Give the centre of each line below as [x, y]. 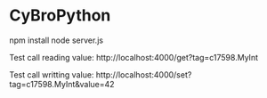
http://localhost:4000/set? [144, 74]
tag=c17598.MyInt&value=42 [62, 84]
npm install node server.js [57, 40]
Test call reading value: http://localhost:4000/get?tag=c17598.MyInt [134, 57]
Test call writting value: [52, 74]
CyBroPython [60, 16]
